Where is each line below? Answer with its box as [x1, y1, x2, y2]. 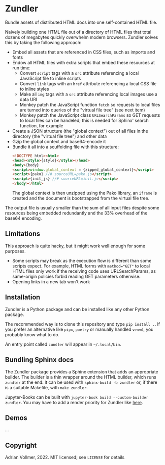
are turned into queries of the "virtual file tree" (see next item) [19, 107, 145, 113]
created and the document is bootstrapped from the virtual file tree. [12, 195, 150, 201]
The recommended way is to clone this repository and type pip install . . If [5, 321, 160, 327]
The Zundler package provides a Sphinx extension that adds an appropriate [5, 368, 159, 374]
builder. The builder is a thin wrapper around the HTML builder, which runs [5, 374, 157, 380]
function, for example [19, 122, 64, 129]
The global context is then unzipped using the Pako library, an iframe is [12, 190, 157, 196]
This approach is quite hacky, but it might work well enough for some [5, 243, 145, 249]
